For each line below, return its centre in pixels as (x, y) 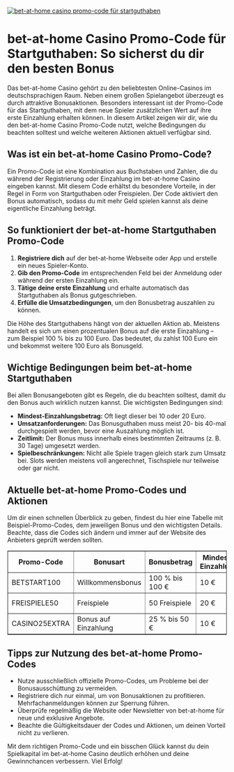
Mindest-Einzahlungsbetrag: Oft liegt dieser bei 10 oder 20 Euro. (112, 416)
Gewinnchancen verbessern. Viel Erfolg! (65, 761)
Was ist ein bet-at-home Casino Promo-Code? (110, 155)
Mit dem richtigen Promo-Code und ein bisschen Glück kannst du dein (108, 746)
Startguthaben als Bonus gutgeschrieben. (77, 295)
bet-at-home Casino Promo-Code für (117, 39)
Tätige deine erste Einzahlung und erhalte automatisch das (103, 288)
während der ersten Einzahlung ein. (68, 280)
